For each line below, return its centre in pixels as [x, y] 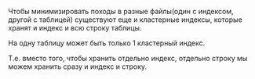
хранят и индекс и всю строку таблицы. [75, 28]
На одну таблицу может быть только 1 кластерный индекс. [107, 43]
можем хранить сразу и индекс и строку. [78, 66]
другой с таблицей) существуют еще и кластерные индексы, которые [126, 20]
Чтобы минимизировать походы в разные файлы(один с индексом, [121, 11]
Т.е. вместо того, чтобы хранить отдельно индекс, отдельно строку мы [128, 58]
